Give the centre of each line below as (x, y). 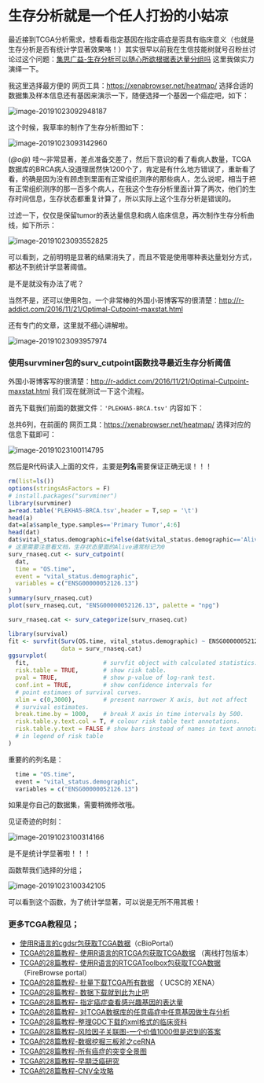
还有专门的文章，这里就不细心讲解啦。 (70, 325)
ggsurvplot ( (27, 656)
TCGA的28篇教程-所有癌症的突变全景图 (83, 1051)
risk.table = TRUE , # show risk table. (91, 670)
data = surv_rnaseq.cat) (102, 648)
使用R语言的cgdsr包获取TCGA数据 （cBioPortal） (99, 943)
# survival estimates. (52, 707)
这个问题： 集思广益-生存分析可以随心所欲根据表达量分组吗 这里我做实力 (138, 59)
